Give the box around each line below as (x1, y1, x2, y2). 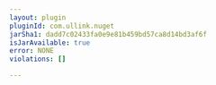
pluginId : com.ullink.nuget (9, 21, 115, 30)
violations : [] (9, 55, 67, 64)
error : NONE (9, 47, 54, 55)
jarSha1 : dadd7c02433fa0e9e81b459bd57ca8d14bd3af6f (9, 30, 207, 38)
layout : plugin (9, 13, 67, 22)
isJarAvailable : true (9, 38, 91, 47)
